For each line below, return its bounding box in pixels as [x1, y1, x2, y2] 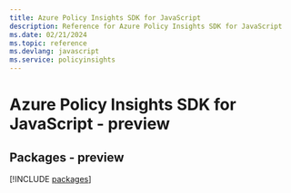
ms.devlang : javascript [9, 47, 100, 56]
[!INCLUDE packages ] [9, 174, 92, 184]
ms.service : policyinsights [9, 55, 116, 64]
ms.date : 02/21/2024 [9, 30, 88, 39]
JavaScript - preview [9, 114, 171, 134]
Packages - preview [9, 150, 125, 165]
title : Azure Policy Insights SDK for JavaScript [9, 13, 202, 23]
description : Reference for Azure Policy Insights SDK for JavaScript [9, 22, 283, 31]
